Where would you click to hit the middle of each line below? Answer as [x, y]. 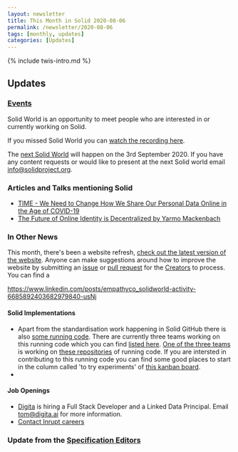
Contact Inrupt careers [51, 421]
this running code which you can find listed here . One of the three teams [124, 344]
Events [20, 103]
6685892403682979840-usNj [52, 297]
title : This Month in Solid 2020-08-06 [67, 21]
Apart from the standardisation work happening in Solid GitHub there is [122, 329]
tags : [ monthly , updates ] [46, 34]
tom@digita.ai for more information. [70, 414]
